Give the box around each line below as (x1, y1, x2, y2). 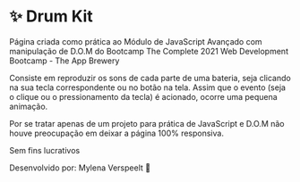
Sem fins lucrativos (9, 145, 81, 155)
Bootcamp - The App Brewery (9, 55, 120, 66)
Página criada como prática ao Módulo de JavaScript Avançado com (9, 36, 262, 46)
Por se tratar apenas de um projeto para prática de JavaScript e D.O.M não (9, 118, 285, 128)
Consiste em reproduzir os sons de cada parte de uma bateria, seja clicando (9, 72, 291, 83)
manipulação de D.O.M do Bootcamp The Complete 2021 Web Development (9, 45, 289, 56)
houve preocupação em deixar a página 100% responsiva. (9, 128, 224, 138)
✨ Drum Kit (9, 6, 94, 27)
